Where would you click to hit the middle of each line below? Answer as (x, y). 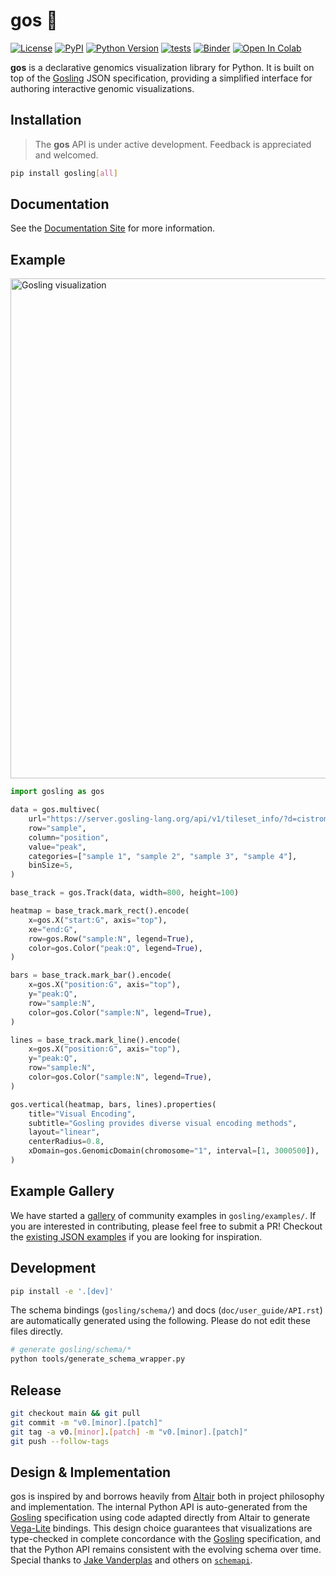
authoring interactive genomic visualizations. (102, 88)
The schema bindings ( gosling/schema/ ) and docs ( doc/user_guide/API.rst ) (166, 1310)
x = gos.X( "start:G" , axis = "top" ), (98, 920)
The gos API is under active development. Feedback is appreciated (173, 144)
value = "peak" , (57, 847)
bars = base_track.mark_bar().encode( (91, 975)
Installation (46, 120)
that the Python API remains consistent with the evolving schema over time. (166, 1550)
